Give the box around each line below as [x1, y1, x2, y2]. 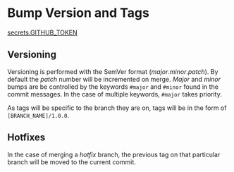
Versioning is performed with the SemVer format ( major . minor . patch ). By [7, 67, 218, 75]
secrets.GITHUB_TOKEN [7, 28, 78, 37]
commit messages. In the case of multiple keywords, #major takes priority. [7, 90, 222, 98]
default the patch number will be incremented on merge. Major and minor [7, 75, 221, 83]
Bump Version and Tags [7, 5, 149, 21]
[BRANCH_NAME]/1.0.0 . [7, 111, 70, 119]
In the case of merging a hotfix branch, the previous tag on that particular [7, 150, 221, 159]
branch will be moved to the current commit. [7, 157, 136, 166]
